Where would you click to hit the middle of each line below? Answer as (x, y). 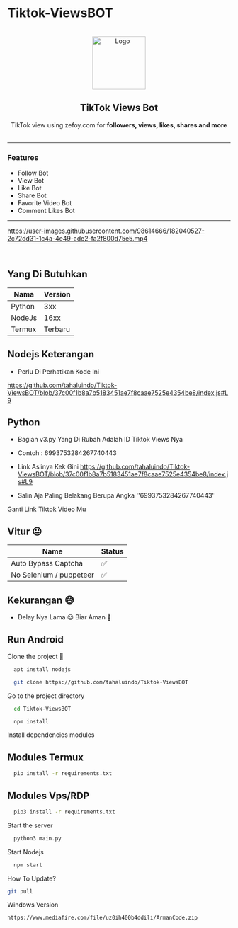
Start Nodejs (25, 852)
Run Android (35, 640)
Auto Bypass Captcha (47, 563)
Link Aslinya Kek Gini (48, 467)
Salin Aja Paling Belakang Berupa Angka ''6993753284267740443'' (117, 495)
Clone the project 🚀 (35, 656)
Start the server (30, 825)
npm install (32, 721)
